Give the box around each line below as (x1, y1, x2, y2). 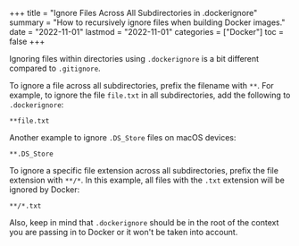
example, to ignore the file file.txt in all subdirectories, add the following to (9, 89, 291, 100)
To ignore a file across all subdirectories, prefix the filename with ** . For (9, 81, 274, 90)
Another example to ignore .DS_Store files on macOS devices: (9, 132, 237, 142)
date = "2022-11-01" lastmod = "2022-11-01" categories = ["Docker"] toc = (9, 27, 284, 37)
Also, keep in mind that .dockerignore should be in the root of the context (9, 217, 279, 227)
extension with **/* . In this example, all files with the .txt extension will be (9, 174, 286, 185)
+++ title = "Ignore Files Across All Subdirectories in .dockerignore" (9, 8, 258, 18)
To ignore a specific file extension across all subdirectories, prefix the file (9, 165, 279, 175)
